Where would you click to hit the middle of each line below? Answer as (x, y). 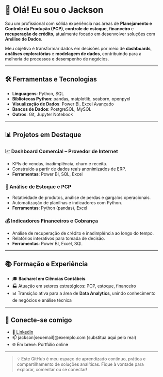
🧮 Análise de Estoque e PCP (38, 187)
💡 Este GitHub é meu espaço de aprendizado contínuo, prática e (81, 358)
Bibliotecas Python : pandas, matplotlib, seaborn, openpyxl (71, 99)
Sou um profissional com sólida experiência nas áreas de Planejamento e (79, 23)
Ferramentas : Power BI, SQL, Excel (47, 174)
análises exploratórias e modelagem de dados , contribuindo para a (73, 54)
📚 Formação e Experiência (47, 264)
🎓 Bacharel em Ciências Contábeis (49, 278)
